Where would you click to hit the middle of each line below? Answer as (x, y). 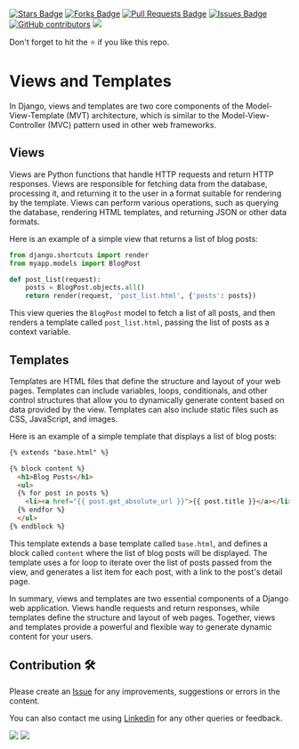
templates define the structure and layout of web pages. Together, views (142, 617)
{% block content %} (48, 468)
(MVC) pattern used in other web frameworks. (132, 125)
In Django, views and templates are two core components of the (127, 106)
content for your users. (51, 636)
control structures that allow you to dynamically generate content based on (147, 399)
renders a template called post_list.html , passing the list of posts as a (139, 322)
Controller (28, 125)
